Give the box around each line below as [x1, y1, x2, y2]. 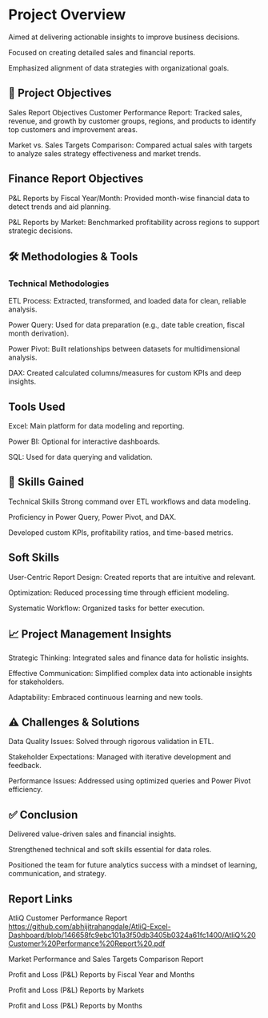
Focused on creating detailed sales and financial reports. [8, 47, 196, 57]
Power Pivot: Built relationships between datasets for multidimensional [8, 344, 240, 354]
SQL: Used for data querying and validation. [8, 453, 154, 462]
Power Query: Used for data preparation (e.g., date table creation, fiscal [8, 320, 246, 330]
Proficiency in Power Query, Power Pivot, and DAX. [8, 512, 177, 521]
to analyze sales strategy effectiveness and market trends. [8, 148, 202, 158]
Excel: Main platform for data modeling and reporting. [8, 421, 185, 431]
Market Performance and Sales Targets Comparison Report [8, 954, 204, 964]
